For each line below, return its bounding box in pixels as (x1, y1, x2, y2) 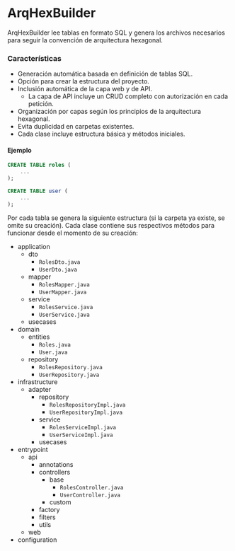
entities (28, 332, 50, 341)
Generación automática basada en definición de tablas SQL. (17, 69, 193, 79)
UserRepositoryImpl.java (49, 409, 122, 416)
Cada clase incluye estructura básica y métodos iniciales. (17, 129, 185, 139)
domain (17, 325, 40, 333)
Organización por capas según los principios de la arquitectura (17, 108, 202, 116)
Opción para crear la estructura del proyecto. (17, 77, 150, 86)
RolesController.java (59, 484, 124, 491)
